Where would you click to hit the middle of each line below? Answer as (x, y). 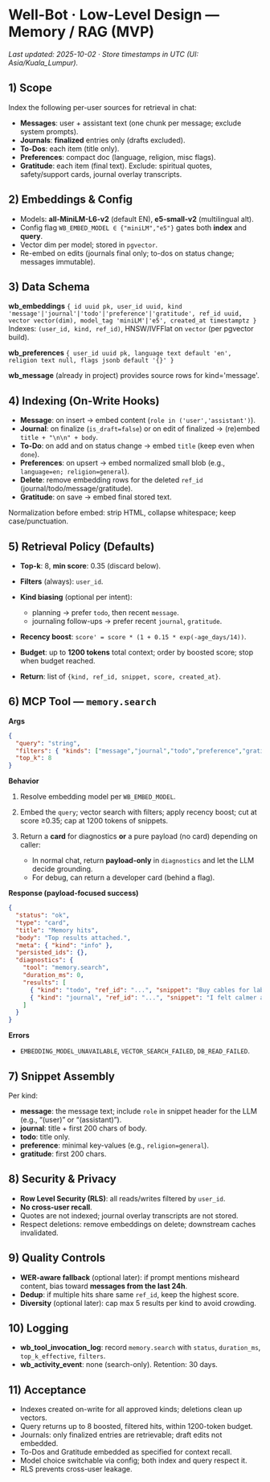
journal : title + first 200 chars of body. (83, 1128)
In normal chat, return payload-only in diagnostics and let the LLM (143, 860)
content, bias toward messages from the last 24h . (103, 1286)
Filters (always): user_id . (61, 581)
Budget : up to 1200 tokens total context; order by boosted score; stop (137, 652)
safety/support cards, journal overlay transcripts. (101, 174)
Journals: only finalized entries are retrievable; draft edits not (121, 1435)
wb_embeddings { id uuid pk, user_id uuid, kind (95, 306)
